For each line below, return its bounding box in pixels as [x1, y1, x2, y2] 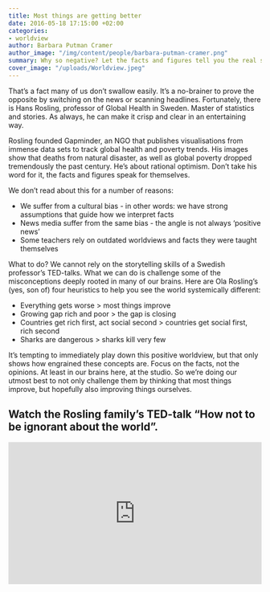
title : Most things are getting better [8, 11, 142, 20]
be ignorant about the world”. [8, 420, 158, 434]
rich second [19, 326, 60, 336]
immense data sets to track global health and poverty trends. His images [8, 144, 249, 153]
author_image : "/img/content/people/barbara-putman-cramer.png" [8, 49, 228, 57]
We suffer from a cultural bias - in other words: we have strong [19, 201, 228, 210]
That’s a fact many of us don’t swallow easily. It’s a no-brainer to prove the [8, 86, 255, 96]
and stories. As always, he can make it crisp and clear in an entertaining [8, 112, 247, 121]
